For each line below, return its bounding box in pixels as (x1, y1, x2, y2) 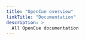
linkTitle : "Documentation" (6, 14, 77, 20)
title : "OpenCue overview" (6, 8, 74, 15)
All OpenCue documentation (11, 25, 79, 31)
